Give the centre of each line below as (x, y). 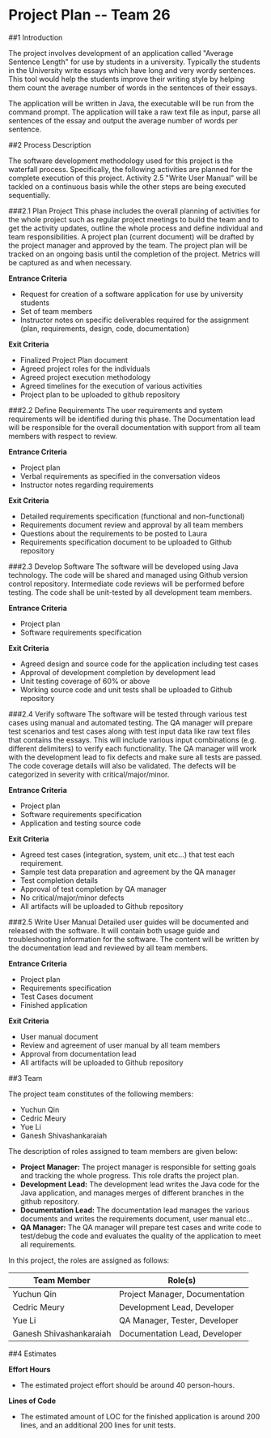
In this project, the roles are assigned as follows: (89, 1260)
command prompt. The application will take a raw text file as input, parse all (134, 112)
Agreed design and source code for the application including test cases (139, 664)
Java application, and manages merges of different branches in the (132, 1193)
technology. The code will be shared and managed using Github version (128, 575)
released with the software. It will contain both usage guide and (114, 930)
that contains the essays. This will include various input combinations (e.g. (132, 739)
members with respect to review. (63, 436)
